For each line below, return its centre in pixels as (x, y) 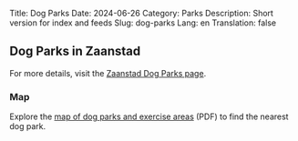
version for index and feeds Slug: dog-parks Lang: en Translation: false (143, 23)
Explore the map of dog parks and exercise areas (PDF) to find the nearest (149, 116)
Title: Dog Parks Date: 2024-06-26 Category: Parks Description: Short (141, 13)
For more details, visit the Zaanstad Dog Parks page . (108, 73)
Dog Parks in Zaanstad (75, 51)
